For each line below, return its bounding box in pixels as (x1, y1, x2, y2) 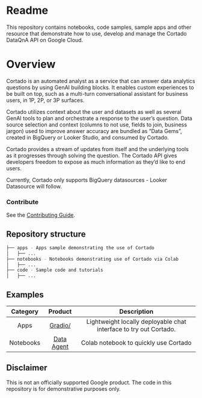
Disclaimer (6, 362, 47, 373)
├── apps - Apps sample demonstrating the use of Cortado (6, 244, 155, 250)
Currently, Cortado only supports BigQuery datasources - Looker (6, 176, 167, 184)
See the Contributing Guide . (6, 211, 75, 219)
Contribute (6, 197, 39, 206)
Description (119, 308, 154, 316)
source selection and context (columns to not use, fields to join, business (6, 121, 188, 128)
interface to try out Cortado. (97, 325, 176, 334)
